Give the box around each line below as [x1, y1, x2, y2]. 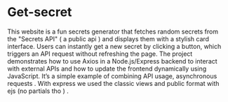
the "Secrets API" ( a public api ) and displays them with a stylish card [7, 34, 209, 43]
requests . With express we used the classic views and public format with [7, 79, 220, 87]
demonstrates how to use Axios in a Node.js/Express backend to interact [7, 57, 217, 65]
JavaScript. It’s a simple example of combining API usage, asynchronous [7, 71, 217, 80]
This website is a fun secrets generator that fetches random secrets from [7, 27, 219, 36]
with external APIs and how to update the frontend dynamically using [7, 64, 207, 73]
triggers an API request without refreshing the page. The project [7, 50, 193, 58]
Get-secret [7, 4, 72, 20]
